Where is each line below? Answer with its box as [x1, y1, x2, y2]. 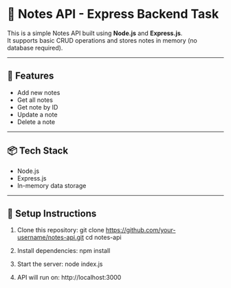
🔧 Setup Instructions [7, 207, 97, 219]
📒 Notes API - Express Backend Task [7, 6, 219, 22]
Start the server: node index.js [16, 260, 103, 268]
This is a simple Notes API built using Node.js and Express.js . [7, 29, 183, 37]
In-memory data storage [16, 181, 87, 189]
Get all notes [16, 96, 54, 104]
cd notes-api [85, 234, 122, 242]
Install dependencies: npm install [16, 247, 111, 255]
